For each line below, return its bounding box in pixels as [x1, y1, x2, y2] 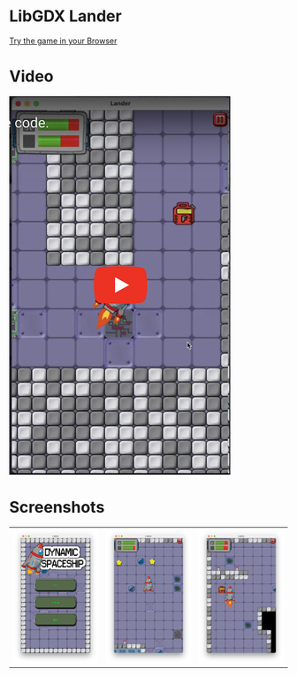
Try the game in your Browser [9, 35, 118, 46]
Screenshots [9, 498, 105, 518]
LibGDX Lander [9, 6, 122, 27]
